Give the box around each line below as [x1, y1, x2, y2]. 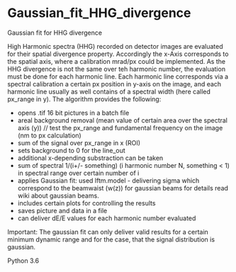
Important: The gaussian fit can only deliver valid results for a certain [7, 227, 209, 236]
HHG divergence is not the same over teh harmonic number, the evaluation [7, 64, 225, 73]
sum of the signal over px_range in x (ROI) [17, 138, 140, 147]
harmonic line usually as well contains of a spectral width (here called [7, 87, 211, 96]
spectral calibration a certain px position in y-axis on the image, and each [7, 79, 222, 88]
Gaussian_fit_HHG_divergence [7, 5, 191, 21]
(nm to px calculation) [17, 131, 82, 140]
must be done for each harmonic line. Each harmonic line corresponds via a [7, 72, 229, 81]
